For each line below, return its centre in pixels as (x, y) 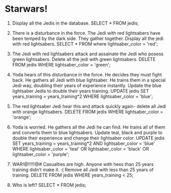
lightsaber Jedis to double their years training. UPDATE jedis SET (81, 91)
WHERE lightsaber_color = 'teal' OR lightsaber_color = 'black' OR (80, 148)
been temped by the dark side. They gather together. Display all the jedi (88, 38)
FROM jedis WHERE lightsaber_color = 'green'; (61, 65)
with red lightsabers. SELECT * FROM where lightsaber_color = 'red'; (85, 44)
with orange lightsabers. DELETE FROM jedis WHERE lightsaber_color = (88, 112)
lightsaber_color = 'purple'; (41, 154)
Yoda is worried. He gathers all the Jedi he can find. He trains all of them (89, 127)
